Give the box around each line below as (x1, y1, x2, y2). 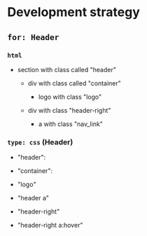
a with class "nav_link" (38, 120, 104, 128)
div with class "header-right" (27, 106, 111, 114)
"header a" (17, 194, 50, 202)
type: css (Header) (7, 137, 73, 147)
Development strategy (7, 4, 140, 20)
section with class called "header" (17, 65, 117, 74)
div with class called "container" (27, 78, 121, 88)
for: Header (7, 32, 59, 42)
